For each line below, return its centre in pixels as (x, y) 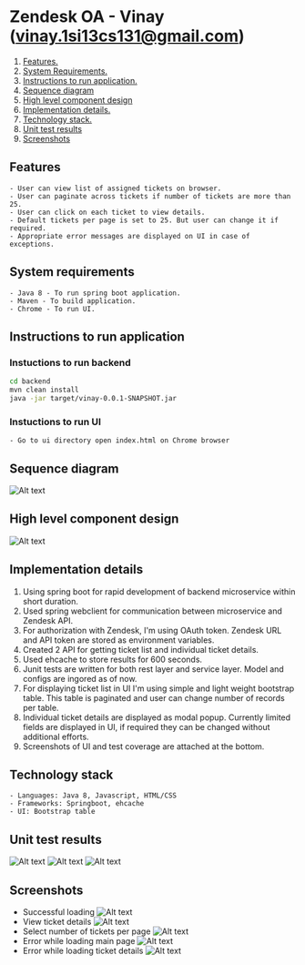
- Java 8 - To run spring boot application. (95, 293)
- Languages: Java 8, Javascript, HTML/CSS (93, 796)
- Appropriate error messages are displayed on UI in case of (130, 236)
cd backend (30, 381)
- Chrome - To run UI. (52, 309)
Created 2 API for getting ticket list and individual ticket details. (141, 649)
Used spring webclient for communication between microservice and (152, 611)
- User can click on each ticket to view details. (107, 212)
